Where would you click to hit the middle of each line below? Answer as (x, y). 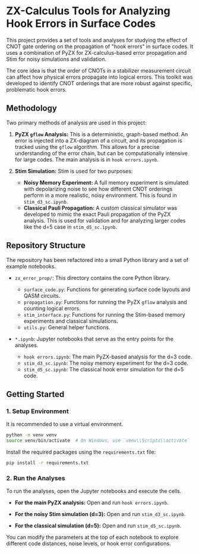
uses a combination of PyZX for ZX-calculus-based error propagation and (97, 52)
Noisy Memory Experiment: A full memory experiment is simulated (106, 182)
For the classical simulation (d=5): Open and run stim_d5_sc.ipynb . (98, 526)
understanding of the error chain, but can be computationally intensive (101, 153)
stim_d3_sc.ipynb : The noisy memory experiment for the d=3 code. (106, 363)
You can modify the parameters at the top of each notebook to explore (92, 538)
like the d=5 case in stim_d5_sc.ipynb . (70, 227)
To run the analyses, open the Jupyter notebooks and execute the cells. (94, 491)
